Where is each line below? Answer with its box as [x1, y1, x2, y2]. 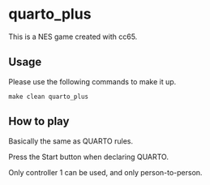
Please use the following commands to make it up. [8, 76, 177, 86]
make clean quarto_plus [8, 92, 89, 101]
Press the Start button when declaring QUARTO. [8, 152, 169, 161]
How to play [8, 114, 70, 128]
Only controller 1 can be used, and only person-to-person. [8, 167, 203, 177]
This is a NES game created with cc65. [8, 32, 138, 41]
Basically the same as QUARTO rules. [8, 136, 134, 146]
